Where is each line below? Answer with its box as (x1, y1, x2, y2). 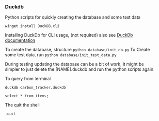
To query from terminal (5, 76, 51, 82)
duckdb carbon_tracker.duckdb (5, 85, 66, 90)
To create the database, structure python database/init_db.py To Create (5, 47, 150, 53)
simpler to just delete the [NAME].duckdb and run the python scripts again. (5, 66, 155, 72)
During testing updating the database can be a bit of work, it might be (5, 61, 144, 67)
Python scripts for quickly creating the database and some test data (5, 15, 141, 20)
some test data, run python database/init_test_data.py (5, 52, 117, 58)
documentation (5, 37, 35, 43)
